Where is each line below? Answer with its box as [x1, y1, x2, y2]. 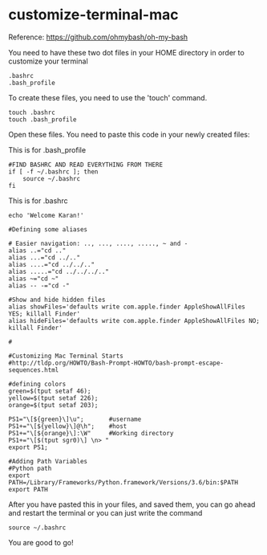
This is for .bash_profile [8, 145, 87, 154]
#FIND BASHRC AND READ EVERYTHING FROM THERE [8, 161, 163, 169]
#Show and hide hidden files [8, 296, 106, 304]
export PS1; [8, 443, 48, 451]
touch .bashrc [8, 108, 56, 116]
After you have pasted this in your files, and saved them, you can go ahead [8, 500, 256, 509]
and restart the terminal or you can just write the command [8, 508, 203, 517]
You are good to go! [8, 537, 74, 547]
